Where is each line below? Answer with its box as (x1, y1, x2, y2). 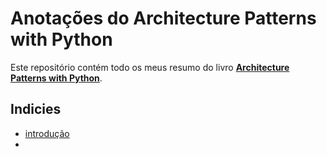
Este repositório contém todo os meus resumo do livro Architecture (10, 61, 290, 73)
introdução (24, 127, 70, 139)
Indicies (10, 101, 62, 118)
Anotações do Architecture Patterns (10, 7, 317, 30)
